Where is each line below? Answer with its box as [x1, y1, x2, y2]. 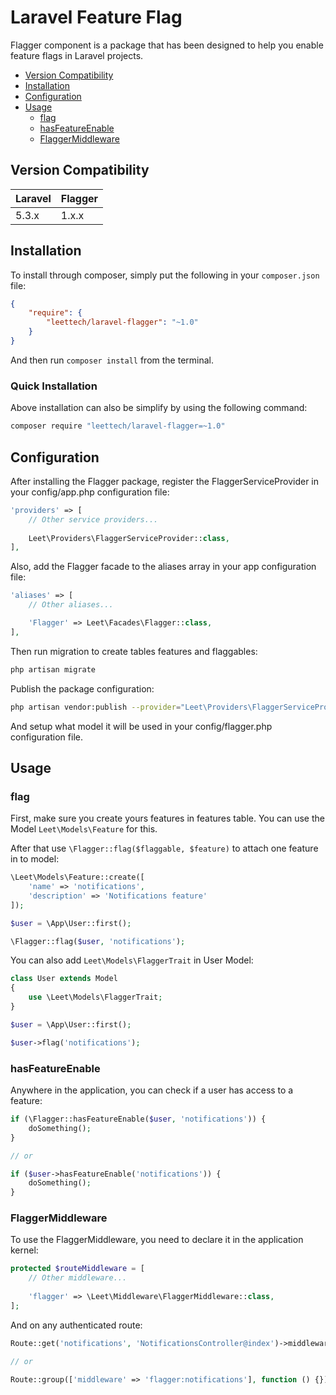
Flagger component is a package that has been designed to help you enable [10, 39, 324, 51]
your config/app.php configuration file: [10, 486, 170, 498]
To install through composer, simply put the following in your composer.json [10, 269, 320, 281]
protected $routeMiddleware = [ [10, 1264, 145, 1274]
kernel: [10, 1244, 39, 1256]
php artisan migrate [10, 664, 97, 675]
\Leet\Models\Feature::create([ [10, 872, 145, 883]
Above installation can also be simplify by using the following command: [10, 402, 308, 414]
